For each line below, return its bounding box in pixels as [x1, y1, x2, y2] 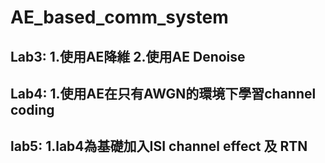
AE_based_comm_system [10, 6, 229, 29]
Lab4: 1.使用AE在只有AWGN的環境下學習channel [10, 85, 317, 102]
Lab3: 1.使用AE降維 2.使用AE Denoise [10, 48, 246, 65]
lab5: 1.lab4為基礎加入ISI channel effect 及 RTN [10, 138, 308, 155]
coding [10, 101, 55, 118]
